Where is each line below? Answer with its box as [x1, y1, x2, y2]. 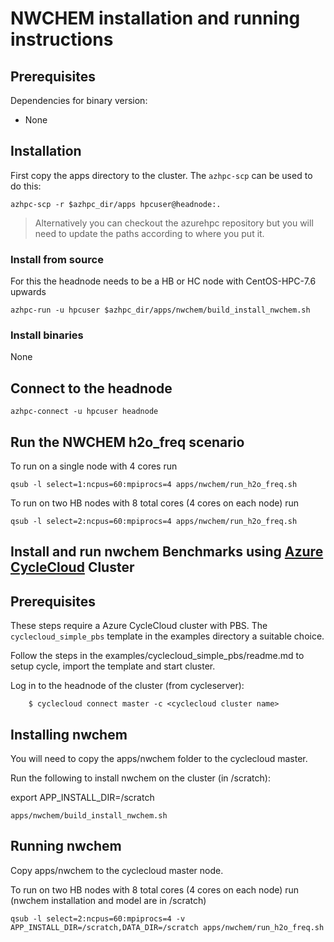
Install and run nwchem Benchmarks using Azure [10, 543, 324, 561]
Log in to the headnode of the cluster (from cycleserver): [10, 680, 245, 692]
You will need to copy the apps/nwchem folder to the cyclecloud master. [10, 753, 308, 765]
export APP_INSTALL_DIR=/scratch [10, 792, 155, 804]
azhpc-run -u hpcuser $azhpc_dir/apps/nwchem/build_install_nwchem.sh [10, 305, 311, 316]
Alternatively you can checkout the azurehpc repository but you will [34, 217, 314, 229]
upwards [10, 286, 47, 298]
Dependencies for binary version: [10, 95, 148, 106]
